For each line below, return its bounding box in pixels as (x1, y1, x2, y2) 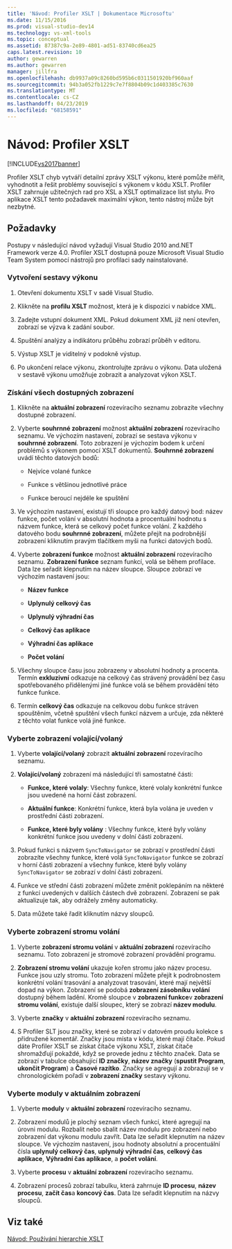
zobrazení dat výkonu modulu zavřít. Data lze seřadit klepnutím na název (17, 1132, 225, 1140)
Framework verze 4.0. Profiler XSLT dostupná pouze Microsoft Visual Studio (7, 248, 224, 256)
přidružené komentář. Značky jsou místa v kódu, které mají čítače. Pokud (17, 1034, 225, 1043)
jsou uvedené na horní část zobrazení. (27, 791, 137, 799)
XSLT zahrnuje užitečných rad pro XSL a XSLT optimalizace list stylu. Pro (7, 188, 215, 196)
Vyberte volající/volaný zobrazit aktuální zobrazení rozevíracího (17, 750, 203, 758)
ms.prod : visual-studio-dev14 (7, 23, 95, 30)
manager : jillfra (7, 68, 57, 75)
